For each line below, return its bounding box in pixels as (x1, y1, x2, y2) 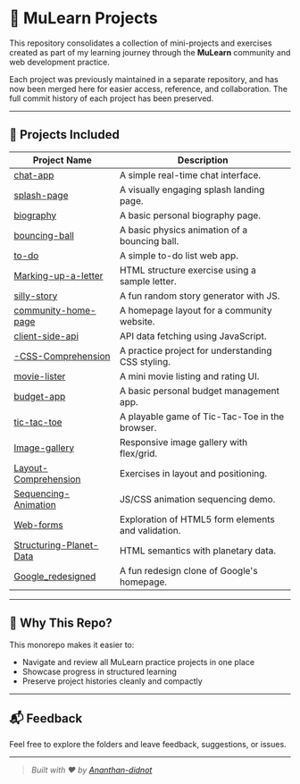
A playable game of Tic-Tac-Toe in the (119, 410, 285, 423)
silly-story (13, 290, 58, 302)
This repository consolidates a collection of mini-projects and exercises (9, 38, 272, 48)
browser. (119, 421, 157, 434)
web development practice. (9, 56, 110, 67)
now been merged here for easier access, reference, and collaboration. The (9, 83, 288, 94)
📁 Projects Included (9, 127, 121, 142)
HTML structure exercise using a (119, 264, 256, 276)
